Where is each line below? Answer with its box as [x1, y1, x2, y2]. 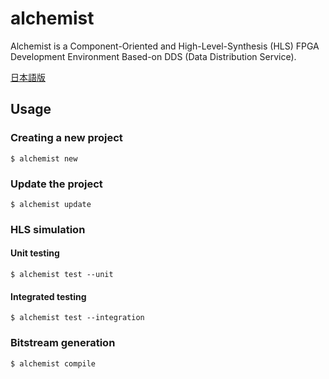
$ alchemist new [10, 153, 78, 164]
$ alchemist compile [10, 358, 97, 369]
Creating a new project [10, 131, 123, 145]
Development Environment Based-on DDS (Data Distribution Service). [10, 50, 297, 62]
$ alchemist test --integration [10, 313, 145, 323]
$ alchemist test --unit [10, 270, 114, 280]
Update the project [10, 177, 103, 191]
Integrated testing [10, 290, 87, 302]
